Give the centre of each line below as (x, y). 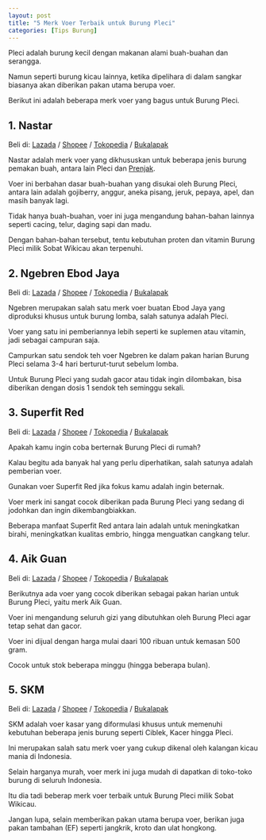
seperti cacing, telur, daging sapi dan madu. (80, 225)
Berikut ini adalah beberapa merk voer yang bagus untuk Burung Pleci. (124, 101)
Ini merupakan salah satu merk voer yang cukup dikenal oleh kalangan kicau (133, 748)
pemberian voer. (35, 471)
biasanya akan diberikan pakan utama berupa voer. (92, 85)
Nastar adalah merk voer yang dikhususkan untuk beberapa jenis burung (127, 160)
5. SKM (27, 690)
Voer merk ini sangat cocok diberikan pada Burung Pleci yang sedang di (126, 502)
